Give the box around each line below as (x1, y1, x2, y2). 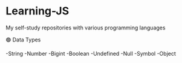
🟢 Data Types (5, 36, 41, 43)
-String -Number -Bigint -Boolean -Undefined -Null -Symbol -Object (5, 50, 177, 57)
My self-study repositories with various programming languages (5, 24, 166, 31)
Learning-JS (5, 4, 70, 18)
